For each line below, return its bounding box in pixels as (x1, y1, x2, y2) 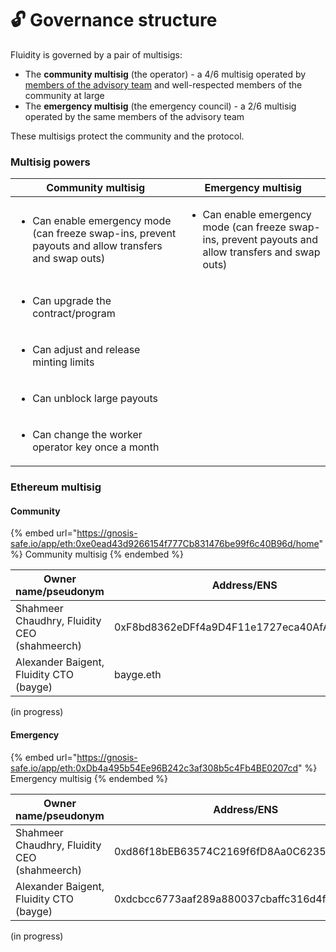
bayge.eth (113, 668, 162, 682)
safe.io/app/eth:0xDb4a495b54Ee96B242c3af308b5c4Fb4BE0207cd (10, 762, 299, 774)
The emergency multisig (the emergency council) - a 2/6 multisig (24, 100, 297, 112)
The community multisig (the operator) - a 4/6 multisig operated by (24, 68, 307, 80)
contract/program (32, 307, 116, 321)
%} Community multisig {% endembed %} (10, 548, 184, 561)
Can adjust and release (32, 343, 141, 357)
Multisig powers (10, 155, 91, 169)
